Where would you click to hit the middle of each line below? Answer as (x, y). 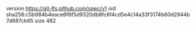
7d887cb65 (20, 21)
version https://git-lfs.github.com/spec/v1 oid (61, 8)
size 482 (45, 21)
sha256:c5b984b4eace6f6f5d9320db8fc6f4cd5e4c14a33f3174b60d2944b (98, 14)
